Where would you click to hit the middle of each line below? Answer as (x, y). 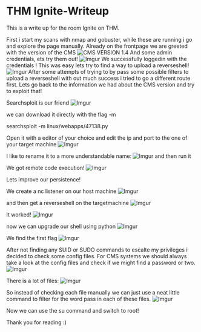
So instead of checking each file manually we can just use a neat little (93, 292)
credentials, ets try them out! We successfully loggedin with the (97, 59)
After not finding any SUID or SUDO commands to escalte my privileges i (97, 250)
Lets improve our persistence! (44, 179)
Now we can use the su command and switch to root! (73, 310)
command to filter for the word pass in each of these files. (79, 299)
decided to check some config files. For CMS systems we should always (97, 256)
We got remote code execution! (45, 168)
